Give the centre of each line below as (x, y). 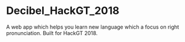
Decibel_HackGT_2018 (63, 11)
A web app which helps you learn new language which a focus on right (93, 27)
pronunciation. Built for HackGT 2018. (52, 33)
